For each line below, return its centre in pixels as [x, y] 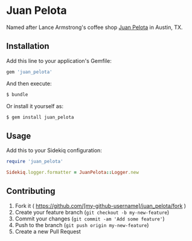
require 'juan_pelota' [35, 162]
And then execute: [29, 83]
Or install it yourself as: [35, 106]
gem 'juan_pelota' [29, 72]
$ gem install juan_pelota [40, 117]
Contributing [31, 191]
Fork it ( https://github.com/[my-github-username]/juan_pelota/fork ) [100, 205]
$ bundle [17, 94]
